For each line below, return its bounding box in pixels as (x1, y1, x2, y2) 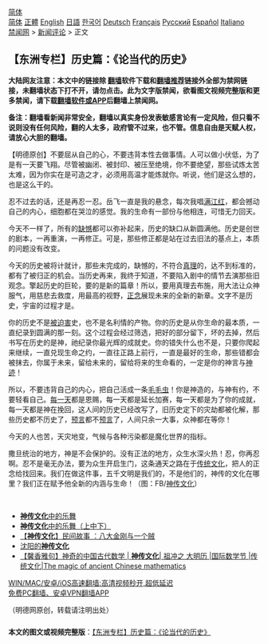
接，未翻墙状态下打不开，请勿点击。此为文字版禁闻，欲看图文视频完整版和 (8, 86, 253, 95)
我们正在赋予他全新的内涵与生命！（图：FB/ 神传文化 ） (22, 478, 202, 488)
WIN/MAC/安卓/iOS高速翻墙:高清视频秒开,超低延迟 (8, 578, 174, 587)
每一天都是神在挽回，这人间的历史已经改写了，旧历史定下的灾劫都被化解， (8, 404, 253, 414)
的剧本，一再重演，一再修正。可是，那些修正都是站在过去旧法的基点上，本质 (8, 234, 260, 243)
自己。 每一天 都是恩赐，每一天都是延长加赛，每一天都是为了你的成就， (29, 394, 260, 404)
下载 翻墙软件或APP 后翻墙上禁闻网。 (42, 95, 163, 105)
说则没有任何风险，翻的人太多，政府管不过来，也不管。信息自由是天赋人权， (8, 122, 260, 132)
